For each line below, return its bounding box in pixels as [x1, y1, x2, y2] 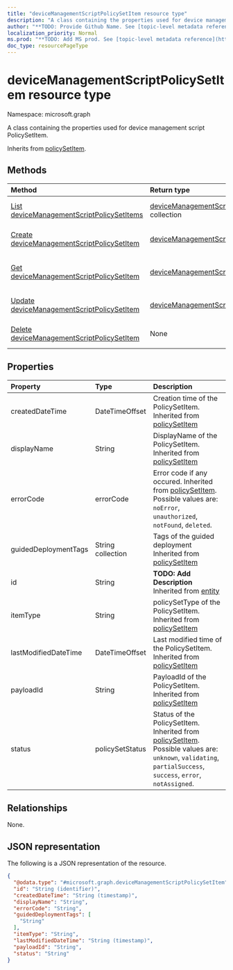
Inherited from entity [153, 586, 220, 596]
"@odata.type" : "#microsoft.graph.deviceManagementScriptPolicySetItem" [13, 879, 228, 886]
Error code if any [153, 468, 208, 478]
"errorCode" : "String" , [13, 905, 82, 912]
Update [10, 296, 35, 306]
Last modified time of [153, 635, 223, 644]
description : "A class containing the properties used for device [7, 17, 203, 24]
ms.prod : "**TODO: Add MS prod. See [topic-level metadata [7, 36, 182, 43]
